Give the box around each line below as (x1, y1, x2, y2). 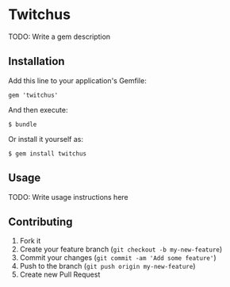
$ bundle (8, 121, 37, 128)
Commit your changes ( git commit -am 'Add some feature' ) (19, 253, 217, 262)
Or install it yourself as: (8, 134, 83, 143)
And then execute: (8, 105, 68, 114)
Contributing (8, 215, 73, 228)
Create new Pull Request (19, 270, 101, 279)
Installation (8, 55, 65, 68)
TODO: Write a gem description (8, 32, 111, 41)
